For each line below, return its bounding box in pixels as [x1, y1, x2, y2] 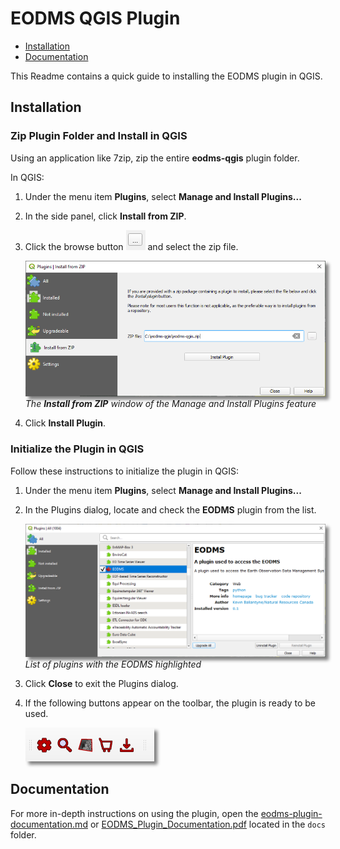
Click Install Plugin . [24, 417, 107, 429]
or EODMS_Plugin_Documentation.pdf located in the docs [89, 818, 326, 830]
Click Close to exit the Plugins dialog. [24, 677, 179, 689]
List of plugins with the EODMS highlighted [24, 658, 202, 670]
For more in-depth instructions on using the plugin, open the [10, 807, 259, 819]
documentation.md [10, 818, 88, 830]
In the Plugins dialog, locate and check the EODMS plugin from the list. [24, 503, 317, 516]
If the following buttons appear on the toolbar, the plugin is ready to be [24, 697, 316, 709]
